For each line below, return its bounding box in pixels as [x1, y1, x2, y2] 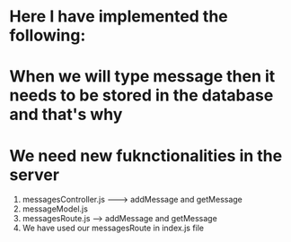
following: [9, 25, 86, 46]
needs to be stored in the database [9, 85, 274, 106]
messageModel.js [22, 203, 88, 214]
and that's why [9, 105, 123, 125]
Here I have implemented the [9, 6, 229, 27]
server [9, 164, 60, 185]
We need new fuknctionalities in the [9, 145, 283, 166]
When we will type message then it [9, 66, 276, 87]
